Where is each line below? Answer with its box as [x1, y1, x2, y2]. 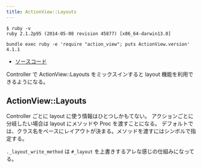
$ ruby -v [6, 25, 31, 31]
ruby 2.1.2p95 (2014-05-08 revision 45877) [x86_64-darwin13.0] [6, 31, 171, 37]
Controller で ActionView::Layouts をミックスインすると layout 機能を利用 [6, 70, 189, 78]
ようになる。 [16, 78, 49, 85]
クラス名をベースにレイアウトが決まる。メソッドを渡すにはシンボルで [16, 128, 191, 135]
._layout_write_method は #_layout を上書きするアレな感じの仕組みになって [6, 148, 195, 155]
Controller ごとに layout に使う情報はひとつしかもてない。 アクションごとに [6, 113, 194, 120]
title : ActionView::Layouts [6, 8, 77, 15]
